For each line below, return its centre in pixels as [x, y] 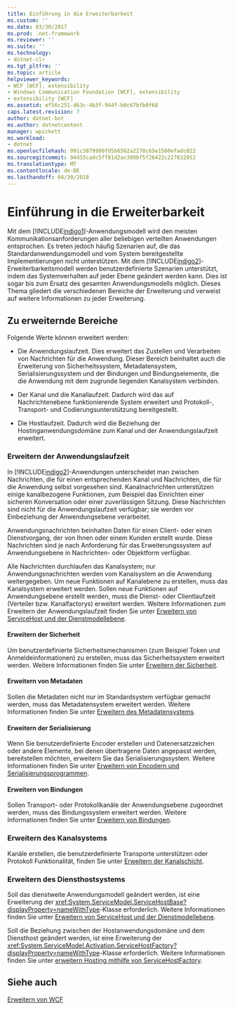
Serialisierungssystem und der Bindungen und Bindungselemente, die [118, 374]
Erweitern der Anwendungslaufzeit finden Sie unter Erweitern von [102, 611]
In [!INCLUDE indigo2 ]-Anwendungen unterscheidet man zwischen [103, 472]
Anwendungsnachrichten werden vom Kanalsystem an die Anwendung [110, 574]
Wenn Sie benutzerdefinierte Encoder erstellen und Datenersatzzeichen [111, 744]
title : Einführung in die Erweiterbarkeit [70, 14]
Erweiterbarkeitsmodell [41, 268]
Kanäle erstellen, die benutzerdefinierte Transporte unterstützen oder [108, 853]
